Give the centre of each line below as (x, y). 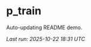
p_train (24, 11)
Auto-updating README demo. (44, 27)
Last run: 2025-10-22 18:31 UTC (46, 39)
